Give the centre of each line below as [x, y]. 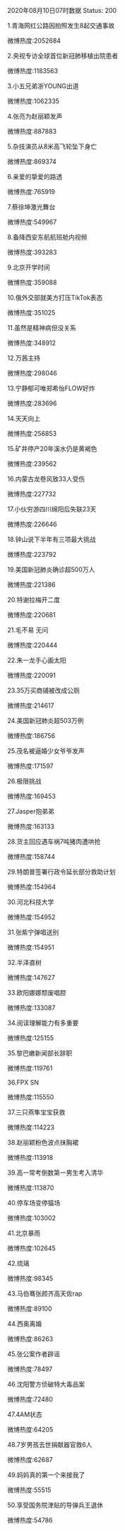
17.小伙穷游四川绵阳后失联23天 [52, 509]
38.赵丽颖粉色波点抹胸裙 [43, 1142]
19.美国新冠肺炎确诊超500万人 [51, 570]
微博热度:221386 [31, 585]
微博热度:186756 [31, 736]
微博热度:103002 [32, 1218]
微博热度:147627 [31, 977]
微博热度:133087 [31, 1008]
